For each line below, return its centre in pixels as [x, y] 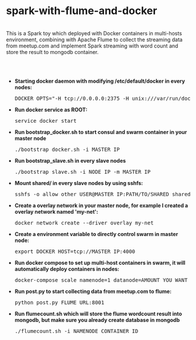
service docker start [46, 121]
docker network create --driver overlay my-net [84, 223]
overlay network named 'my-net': [56, 211]
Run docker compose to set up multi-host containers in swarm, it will [100, 262]
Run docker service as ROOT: [51, 109]
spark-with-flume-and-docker [82, 11]
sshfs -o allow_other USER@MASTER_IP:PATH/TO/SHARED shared [103, 194]
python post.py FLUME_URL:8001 [59, 302]
